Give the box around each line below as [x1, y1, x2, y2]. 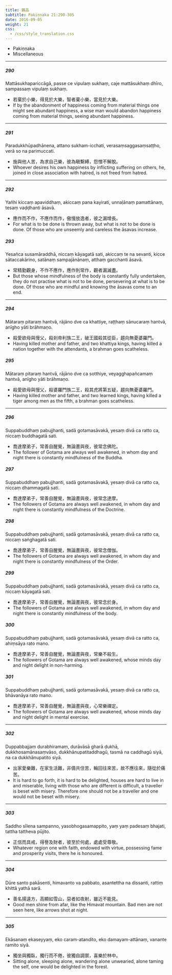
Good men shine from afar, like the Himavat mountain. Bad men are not [12, 901, 163, 907]
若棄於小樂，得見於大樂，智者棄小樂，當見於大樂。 [12, 96, 121, 103]
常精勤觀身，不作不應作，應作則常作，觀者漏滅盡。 [12, 267, 121, 273]
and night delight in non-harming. [12, 662, 83, 668]
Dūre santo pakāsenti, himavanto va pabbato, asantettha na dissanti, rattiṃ [5, 880, 163, 886]
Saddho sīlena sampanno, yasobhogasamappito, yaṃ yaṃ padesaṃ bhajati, [5, 823, 166, 829]
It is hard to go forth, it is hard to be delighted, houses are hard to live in [12, 777, 164, 783]
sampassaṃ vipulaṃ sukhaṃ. [5, 86, 68, 92]
